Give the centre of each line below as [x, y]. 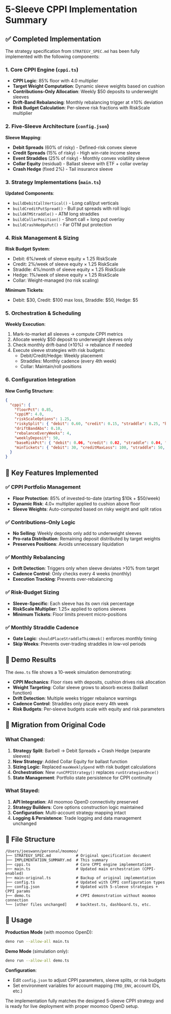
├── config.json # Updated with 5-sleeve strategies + [82, 887]
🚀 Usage [19, 920]
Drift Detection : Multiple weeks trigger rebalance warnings [75, 698]
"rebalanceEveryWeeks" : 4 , [43, 433]
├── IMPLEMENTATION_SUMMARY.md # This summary [57, 860]
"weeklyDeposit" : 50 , [37, 438]
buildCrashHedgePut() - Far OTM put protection [62, 224]
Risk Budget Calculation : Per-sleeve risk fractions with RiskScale [81, 108]
